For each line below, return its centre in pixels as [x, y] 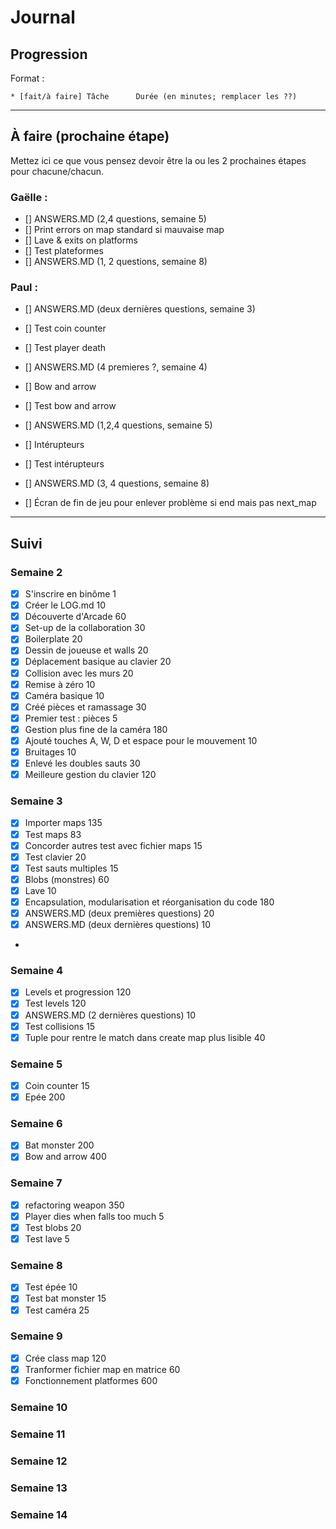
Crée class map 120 [65, 1358]
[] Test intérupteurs [64, 464]
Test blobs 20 [53, 1227]
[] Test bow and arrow [70, 406]
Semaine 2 [36, 572]
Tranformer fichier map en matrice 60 [102, 1369]
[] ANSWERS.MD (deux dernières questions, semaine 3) [140, 309]
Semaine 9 [36, 1336]
